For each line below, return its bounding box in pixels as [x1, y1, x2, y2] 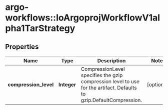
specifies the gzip [80, 72, 123, 79]
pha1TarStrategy [5, 23, 75, 34]
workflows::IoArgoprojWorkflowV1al [5, 12, 160, 23]
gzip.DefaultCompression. [80, 97, 142, 104]
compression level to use [80, 78, 140, 85]
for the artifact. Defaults [80, 84, 137, 91]
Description [97, 57, 126, 64]
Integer [58, 81, 76, 88]
